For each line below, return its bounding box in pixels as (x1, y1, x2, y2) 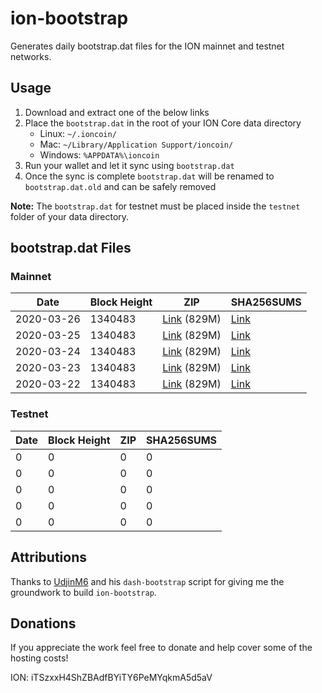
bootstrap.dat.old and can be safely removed (24, 180, 217, 192)
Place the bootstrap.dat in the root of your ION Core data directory (24, 117, 302, 129)
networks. (10, 50, 52, 62)
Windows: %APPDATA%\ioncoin (39, 148, 160, 161)
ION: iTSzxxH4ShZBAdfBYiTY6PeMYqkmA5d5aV (10, 672, 213, 684)
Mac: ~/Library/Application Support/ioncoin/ (39, 138, 234, 150)
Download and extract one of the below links (24, 106, 210, 118)
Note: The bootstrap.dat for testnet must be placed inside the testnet (10, 200, 301, 212)
